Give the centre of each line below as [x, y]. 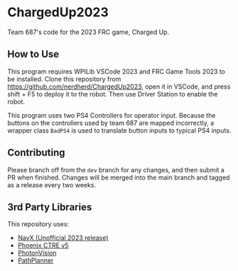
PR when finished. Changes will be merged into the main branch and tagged [119, 177]
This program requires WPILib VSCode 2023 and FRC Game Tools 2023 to [117, 71]
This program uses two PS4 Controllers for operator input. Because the [112, 115]
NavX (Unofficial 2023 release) [63, 238]
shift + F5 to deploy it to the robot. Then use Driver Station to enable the [113, 94]
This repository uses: [38, 224]
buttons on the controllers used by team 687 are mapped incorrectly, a [111, 123]
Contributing [36, 153]
